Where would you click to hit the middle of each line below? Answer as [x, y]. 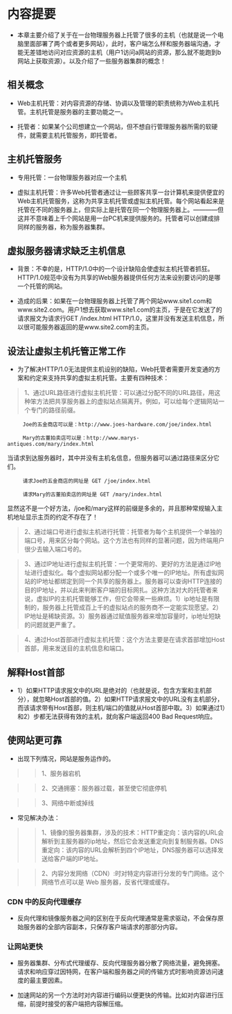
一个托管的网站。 [42, 287]
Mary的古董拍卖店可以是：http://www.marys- [81, 438]
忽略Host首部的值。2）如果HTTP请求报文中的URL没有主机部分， [131, 699]
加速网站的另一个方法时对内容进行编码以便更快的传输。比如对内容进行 [117, 995]
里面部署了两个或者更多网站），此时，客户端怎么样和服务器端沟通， [119, 43]
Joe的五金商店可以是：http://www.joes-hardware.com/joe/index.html [117, 425]
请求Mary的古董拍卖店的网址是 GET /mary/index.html [92, 494]
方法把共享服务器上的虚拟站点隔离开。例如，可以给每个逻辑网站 [127, 401]
